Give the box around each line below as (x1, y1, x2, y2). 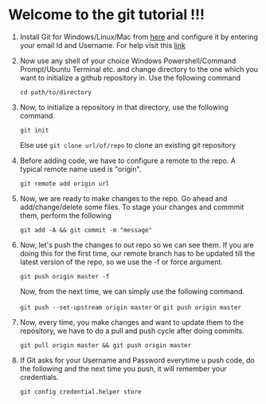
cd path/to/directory (19, 88, 92, 97)
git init (19, 126, 49, 134)
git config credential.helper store (19, 387, 142, 396)
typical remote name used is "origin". (19, 164, 142, 173)
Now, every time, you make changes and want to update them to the (19, 317, 244, 327)
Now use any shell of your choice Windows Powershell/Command (19, 56, 237, 65)
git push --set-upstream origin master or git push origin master (19, 302, 241, 311)
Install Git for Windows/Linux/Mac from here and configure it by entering (19, 32, 259, 42)
